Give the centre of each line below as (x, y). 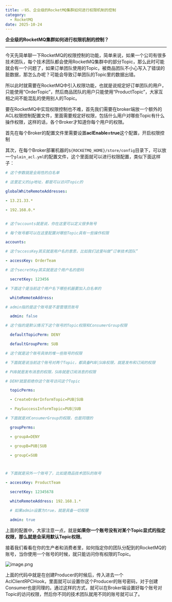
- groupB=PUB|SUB (28, 446)
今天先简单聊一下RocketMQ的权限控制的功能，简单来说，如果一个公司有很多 (86, 55)
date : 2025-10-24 (24, 24)
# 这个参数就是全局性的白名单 (33, 173)
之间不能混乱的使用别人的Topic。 (45, 99)
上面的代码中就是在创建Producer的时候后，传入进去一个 (64, 575)
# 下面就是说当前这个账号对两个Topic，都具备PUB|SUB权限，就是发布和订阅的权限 (80, 362)
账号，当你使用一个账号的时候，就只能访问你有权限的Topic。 (70, 554)
